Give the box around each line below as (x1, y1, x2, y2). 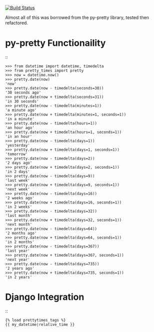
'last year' (5, 248, 30, 253)
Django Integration (5, 291, 84, 303)
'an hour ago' (5, 125, 35, 130)
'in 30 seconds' (5, 98, 39, 104)
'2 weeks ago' (5, 195, 35, 200)
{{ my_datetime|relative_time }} (5, 322, 75, 327)
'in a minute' (5, 116, 35, 122)
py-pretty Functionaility (5, 38, 106, 49)
